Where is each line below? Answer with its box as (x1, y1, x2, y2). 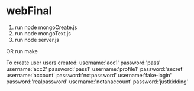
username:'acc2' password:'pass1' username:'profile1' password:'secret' (6, 65, 185, 72)
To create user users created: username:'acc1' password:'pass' (6, 59, 161, 66)
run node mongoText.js (14, 30, 71, 37)
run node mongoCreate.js (14, 24, 77, 31)
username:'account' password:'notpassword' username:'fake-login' (6, 71, 172, 79)
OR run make (6, 47, 38, 54)
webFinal (6, 4, 52, 18)
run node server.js (14, 36, 59, 43)
